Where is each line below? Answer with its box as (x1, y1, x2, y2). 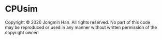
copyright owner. (5, 29, 39, 35)
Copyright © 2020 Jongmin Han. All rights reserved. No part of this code (5, 19, 151, 25)
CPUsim (5, 3, 38, 14)
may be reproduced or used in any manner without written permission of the (5, 24, 157, 30)
